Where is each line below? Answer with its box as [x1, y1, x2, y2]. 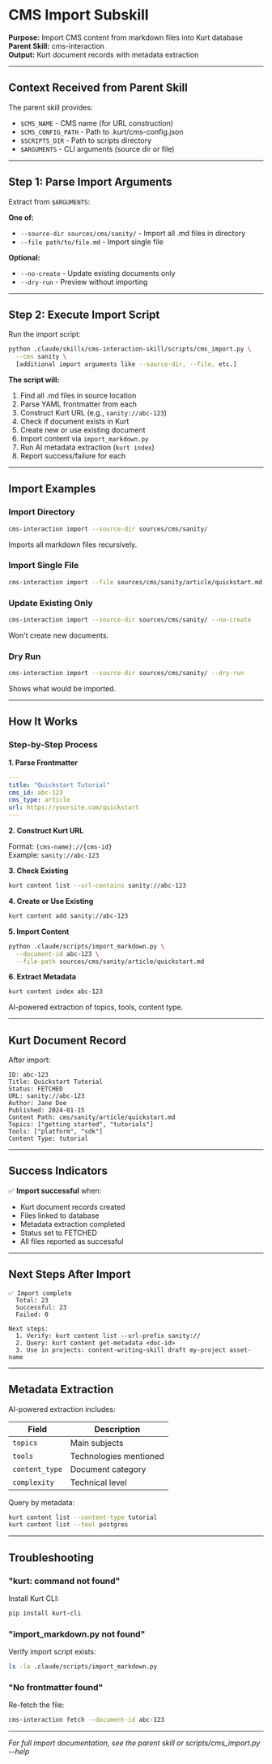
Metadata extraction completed [19, 1219, 125, 1228]
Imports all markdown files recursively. [8, 540, 138, 549]
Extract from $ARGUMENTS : [8, 196, 91, 206]
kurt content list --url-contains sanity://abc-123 [8, 882, 186, 890]
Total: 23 [15, 1296, 49, 1304]
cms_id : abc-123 [8, 789, 63, 797]
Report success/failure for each [19, 451, 126, 460]
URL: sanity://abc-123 [8, 1092, 85, 1100]
